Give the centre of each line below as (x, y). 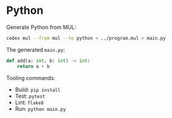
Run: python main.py (40, 108)
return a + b (33, 66)
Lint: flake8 (29, 102)
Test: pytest (30, 96)
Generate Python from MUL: (41, 27)
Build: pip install (38, 89)
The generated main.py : (36, 49)
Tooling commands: (31, 78)
